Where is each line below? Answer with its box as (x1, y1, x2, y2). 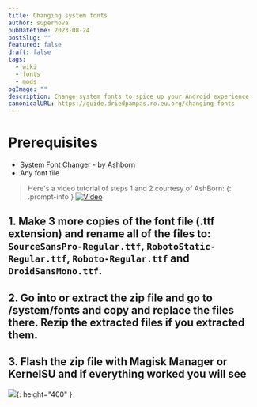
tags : (8, 56, 26, 64)
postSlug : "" (8, 33, 51, 42)
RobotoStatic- (146, 241, 216, 253)
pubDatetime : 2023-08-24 (8, 26, 90, 34)
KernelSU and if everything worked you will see (8, 367, 247, 381)
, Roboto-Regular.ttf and (66, 252, 190, 266)
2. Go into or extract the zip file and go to (8, 291, 214, 304)
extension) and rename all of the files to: (8, 227, 211, 241)
